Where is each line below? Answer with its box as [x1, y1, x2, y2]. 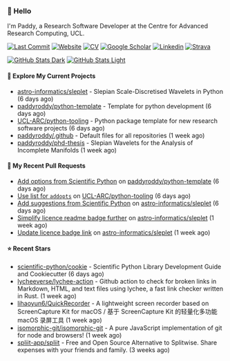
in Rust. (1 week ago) [17, 291, 77, 300]
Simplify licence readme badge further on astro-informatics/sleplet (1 [17, 213, 214, 222]
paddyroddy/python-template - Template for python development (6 [17, 101, 212, 110]
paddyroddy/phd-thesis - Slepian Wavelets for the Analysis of [17, 138, 193, 147]
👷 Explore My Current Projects [7, 72, 96, 80]
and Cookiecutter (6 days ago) [17, 269, 105, 278]
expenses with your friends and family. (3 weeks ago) [17, 345, 171, 354]
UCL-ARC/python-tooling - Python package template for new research [17, 117, 218, 125]
